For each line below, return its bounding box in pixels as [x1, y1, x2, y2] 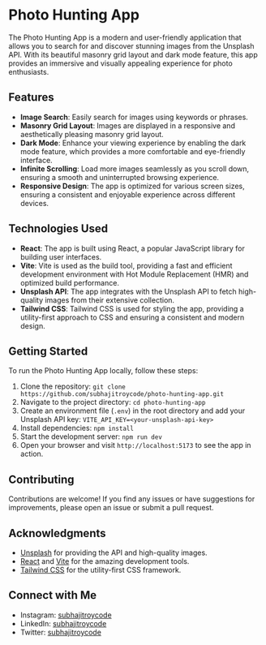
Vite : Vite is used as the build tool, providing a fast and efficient [19, 260, 233, 270]
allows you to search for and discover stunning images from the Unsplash [8, 41, 255, 50]
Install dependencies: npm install [19, 424, 134, 433]
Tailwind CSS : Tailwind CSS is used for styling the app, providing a [19, 303, 245, 313]
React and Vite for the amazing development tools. [19, 557, 190, 565]
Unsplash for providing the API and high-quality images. [19, 548, 208, 557]
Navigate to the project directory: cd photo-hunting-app [19, 398, 206, 407]
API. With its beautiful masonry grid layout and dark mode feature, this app [8, 49, 258, 59]
